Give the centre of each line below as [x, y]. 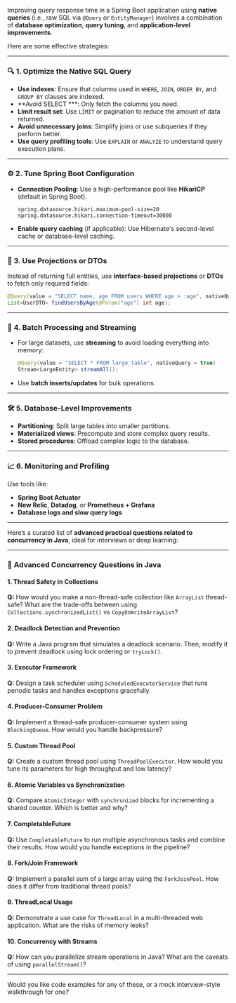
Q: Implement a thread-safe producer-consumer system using [97, 722]
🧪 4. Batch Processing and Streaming [72, 327]
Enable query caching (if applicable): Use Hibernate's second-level [116, 228]
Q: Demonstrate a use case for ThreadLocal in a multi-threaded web [105, 918]
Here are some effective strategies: [58, 46]
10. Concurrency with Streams [52, 941]
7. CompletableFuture [39, 824]
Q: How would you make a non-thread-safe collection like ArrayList [106, 597]
